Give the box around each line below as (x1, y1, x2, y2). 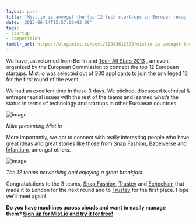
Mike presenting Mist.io (6, 122, 62, 129)
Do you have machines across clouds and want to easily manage (6, 204, 166, 211)
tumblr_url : (6, 42, 35, 47)
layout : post (6, 8, 38, 15)
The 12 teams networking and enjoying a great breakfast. (6, 169, 145, 176)
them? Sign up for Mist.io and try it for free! (6, 210, 114, 217)
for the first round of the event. (6, 76, 80, 83)
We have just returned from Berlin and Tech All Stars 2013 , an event (6, 57, 170, 64)
